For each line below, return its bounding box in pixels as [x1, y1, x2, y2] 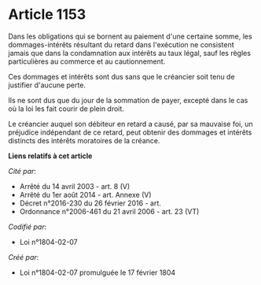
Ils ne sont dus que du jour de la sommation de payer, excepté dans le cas [8, 95, 248, 105]
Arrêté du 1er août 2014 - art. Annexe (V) [19, 190, 152, 199]
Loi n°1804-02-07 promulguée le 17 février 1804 [19, 268, 176, 277]
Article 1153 [8, 6, 86, 24]
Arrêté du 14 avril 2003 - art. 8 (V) [19, 181, 130, 191]
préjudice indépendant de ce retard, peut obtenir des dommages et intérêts [8, 128, 252, 137]
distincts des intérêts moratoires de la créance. [8, 135, 160, 145]
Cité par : [8, 166, 37, 176]
